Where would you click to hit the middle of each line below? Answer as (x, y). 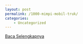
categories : (17, 18)
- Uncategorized (30, 23)
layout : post (18, 9)
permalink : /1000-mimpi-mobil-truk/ (41, 14)
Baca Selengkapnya (25, 36)
